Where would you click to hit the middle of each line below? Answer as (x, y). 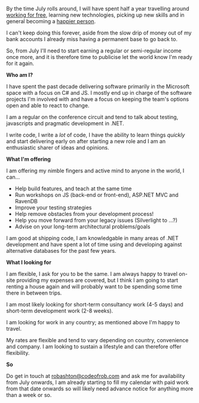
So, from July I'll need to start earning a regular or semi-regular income (94, 51)
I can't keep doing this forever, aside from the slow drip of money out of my (99, 33)
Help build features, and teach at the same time (73, 188)
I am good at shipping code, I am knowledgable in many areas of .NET (92, 238)
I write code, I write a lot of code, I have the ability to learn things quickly (96, 135)
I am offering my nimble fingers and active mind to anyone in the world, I (95, 170)
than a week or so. (29, 395)
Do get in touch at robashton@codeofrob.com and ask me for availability (96, 376)
